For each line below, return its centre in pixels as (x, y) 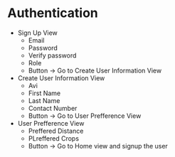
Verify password (52, 55)
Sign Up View (38, 33)
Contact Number (53, 108)
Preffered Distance (56, 131)
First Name (44, 93)
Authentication (53, 13)
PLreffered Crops (54, 138)
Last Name (44, 100)
